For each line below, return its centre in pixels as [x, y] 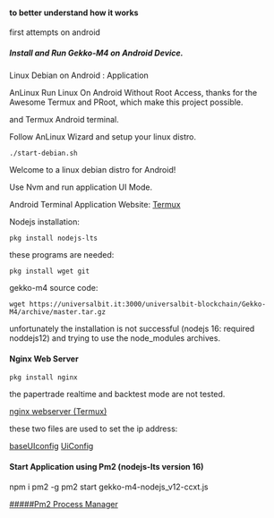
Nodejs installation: [45, 222]
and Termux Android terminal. [64, 120]
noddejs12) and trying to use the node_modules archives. [115, 338]
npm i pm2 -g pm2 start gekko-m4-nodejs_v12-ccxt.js [109, 487]
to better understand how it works [74, 13]
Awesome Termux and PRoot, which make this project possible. [126, 102]
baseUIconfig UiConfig [51, 446]
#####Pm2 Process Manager [64, 504]
